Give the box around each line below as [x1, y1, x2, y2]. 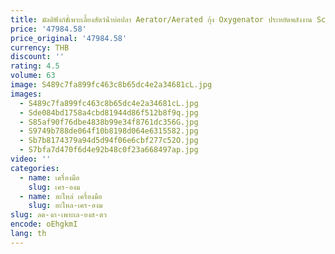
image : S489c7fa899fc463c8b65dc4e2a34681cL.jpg [10, 80, 213, 90]
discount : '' [10, 52, 65, 62]
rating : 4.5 [10, 61, 60, 71]
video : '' [10, 154, 52, 164]
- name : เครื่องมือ [19, 172, 80, 183]
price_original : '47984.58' [10, 33, 128, 43]
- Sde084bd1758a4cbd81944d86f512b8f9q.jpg [19, 107, 199, 118]
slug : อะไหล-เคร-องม [28, 201, 103, 211]
